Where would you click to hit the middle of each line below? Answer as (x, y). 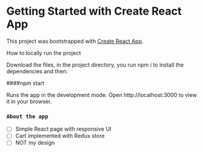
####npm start (25, 83)
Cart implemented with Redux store (60, 136)
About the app (27, 116)
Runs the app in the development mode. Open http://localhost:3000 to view (102, 95)
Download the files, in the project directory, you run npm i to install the (95, 65)
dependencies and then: (37, 71)
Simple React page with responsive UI (63, 129)
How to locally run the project (44, 52)
